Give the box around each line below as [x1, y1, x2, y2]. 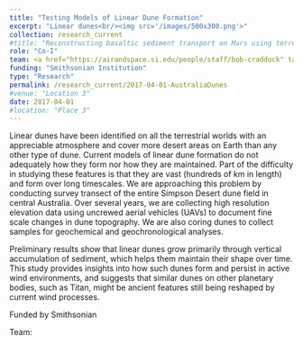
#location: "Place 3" [9, 106, 91, 115]
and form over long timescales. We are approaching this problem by [9, 178, 262, 190]
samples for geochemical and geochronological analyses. [9, 227, 224, 238]
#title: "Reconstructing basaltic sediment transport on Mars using [9, 38, 272, 48]
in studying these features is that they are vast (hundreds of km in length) [9, 169, 282, 180]
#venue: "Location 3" [9, 89, 91, 98]
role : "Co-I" [9, 47, 59, 56]
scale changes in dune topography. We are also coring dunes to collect [9, 217, 274, 228]
